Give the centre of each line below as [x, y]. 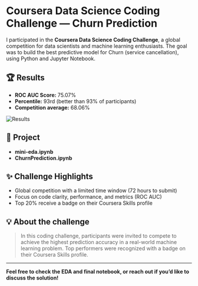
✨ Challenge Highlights [49, 176]
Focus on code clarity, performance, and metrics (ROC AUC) [88, 197]
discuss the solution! [32, 278]
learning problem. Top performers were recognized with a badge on [103, 248]
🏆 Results [26, 78]
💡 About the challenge [48, 221]
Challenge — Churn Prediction [82, 23]
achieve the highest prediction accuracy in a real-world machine [99, 242]
